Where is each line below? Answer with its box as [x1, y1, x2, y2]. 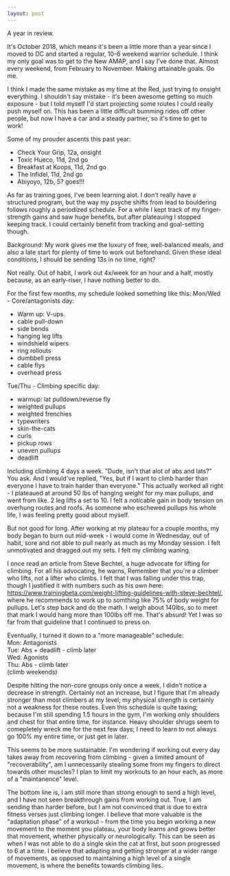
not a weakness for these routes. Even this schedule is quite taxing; [7, 703, 198, 711]
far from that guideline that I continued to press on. [7, 617, 151, 626]
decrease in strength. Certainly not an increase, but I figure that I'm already [7, 688, 220, 696]
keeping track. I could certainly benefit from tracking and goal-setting [7, 220, 205, 228]
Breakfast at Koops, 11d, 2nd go [16, 162, 106, 171]
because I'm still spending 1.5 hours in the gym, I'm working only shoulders [7, 710, 220, 718]
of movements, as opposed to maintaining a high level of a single [7, 854, 191, 862]
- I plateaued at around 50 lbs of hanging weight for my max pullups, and [7, 489, 214, 497]
